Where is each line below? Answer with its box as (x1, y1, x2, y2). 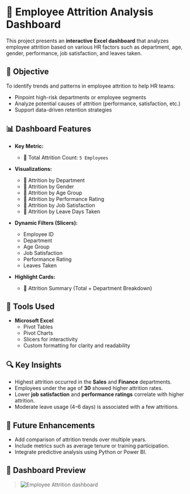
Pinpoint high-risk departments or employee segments (14, 93, 146, 100)
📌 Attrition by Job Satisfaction (23, 201, 95, 209)
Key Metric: (14, 142, 44, 149)
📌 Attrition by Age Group (23, 189, 82, 196)
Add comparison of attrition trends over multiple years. (14, 436, 147, 443)
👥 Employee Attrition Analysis (6, 5, 154, 19)
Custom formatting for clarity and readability (23, 342, 130, 349)
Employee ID (23, 230, 54, 237)
